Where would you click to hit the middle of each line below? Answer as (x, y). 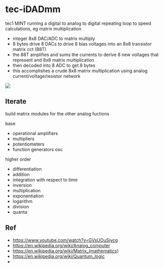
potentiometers (28, 144)
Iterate (16, 101)
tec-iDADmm (33, 9)
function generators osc (38, 149)
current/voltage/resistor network (46, 76)
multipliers (23, 139)
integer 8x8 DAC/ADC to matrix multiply (54, 38)
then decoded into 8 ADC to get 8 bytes (54, 65)
